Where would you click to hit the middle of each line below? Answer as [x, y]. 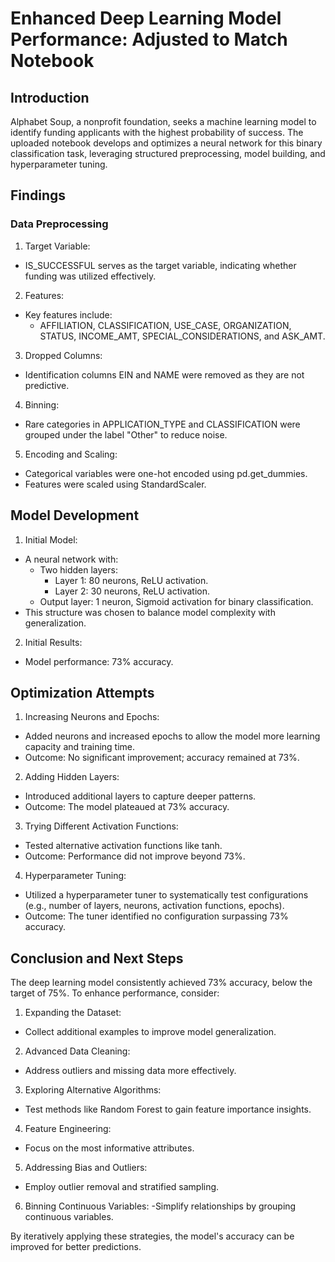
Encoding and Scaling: [71, 454]
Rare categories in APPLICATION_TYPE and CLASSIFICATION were [162, 424]
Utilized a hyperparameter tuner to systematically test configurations [166, 895]
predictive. [47, 385]
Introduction [50, 97]
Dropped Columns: [63, 355]
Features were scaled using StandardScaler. [115, 484]
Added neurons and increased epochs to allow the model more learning [172, 736]
